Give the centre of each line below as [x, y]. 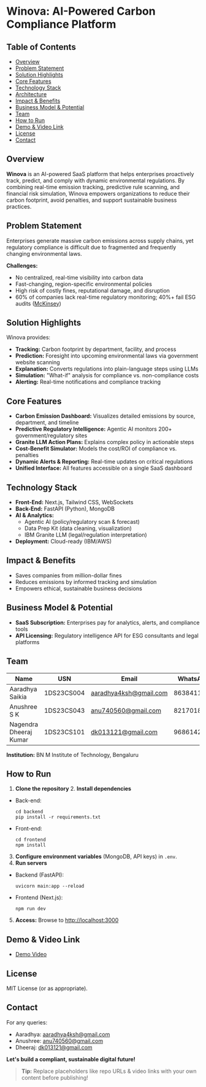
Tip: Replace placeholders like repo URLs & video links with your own [109, 1071]
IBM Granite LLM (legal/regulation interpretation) [86, 535]
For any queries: [27, 1022]
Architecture [31, 94]
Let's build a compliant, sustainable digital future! [71, 1059]
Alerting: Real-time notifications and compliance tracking [88, 382]
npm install [30, 845]
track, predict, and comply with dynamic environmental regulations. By [96, 180]
